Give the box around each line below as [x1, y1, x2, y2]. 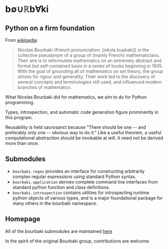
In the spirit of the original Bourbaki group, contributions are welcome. [5, 238, 150, 244]
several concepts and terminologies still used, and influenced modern [17, 79, 162, 85]
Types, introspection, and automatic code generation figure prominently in [5, 109, 159, 115]
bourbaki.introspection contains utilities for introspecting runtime [12, 189, 149, 196]
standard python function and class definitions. [12, 184, 110, 190]
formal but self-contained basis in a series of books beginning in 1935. [17, 63, 163, 69]
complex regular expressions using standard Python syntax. [12, 174, 136, 180]
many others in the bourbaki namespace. [12, 200, 98, 206]
